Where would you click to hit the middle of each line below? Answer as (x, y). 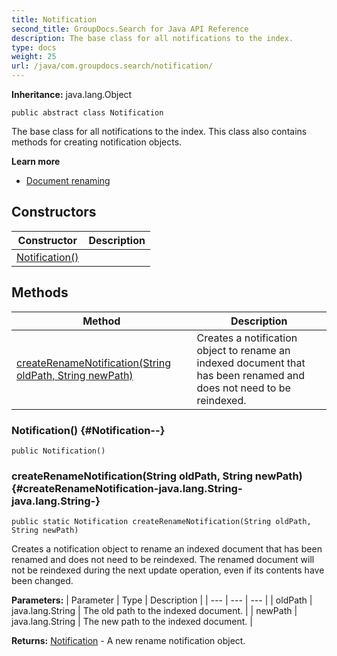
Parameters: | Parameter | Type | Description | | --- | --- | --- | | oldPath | (162, 600)
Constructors (54, 212)
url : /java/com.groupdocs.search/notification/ (112, 66)
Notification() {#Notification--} (88, 430)
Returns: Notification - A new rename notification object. (128, 641)
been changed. (42, 581)
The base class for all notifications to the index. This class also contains (159, 131)
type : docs (34, 47)
